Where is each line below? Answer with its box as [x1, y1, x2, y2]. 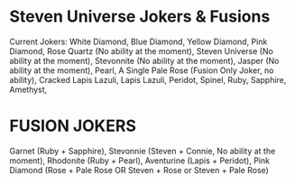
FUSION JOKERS [9, 115, 137, 136]
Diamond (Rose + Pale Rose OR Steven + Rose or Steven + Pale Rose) [9, 164, 269, 175]
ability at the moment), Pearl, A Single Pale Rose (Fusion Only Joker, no [9, 65, 274, 76]
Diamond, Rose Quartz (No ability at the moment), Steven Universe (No [9, 45, 273, 56]
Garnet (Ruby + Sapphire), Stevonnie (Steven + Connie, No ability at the [9, 145, 276, 156]
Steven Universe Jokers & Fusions [9, 6, 271, 27]
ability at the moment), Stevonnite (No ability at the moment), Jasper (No [9, 55, 280, 66]
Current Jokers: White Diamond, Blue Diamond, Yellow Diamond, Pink [9, 36, 268, 47]
